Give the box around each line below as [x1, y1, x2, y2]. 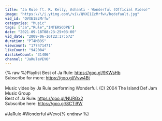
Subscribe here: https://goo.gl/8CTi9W [5, 101, 83, 106]
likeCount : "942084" [5, 47, 47, 52]
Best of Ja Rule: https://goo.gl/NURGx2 [5, 95, 83, 102]
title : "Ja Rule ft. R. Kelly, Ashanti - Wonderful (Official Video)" [5, 7, 150, 12]
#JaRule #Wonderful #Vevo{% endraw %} [5, 111, 89, 117]
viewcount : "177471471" [5, 43, 53, 48]
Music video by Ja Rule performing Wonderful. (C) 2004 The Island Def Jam [5, 85, 157, 91]
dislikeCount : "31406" [5, 52, 51, 57]
